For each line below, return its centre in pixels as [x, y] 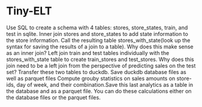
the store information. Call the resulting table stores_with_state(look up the [98, 40]
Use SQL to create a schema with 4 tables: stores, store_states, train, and [97, 27]
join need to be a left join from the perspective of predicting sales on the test [101, 65]
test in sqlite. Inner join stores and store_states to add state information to [97, 33]
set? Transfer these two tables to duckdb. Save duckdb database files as [96, 72]
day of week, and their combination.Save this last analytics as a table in [105, 84]
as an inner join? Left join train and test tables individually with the [88, 53]
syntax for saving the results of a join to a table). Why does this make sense [100, 47]
